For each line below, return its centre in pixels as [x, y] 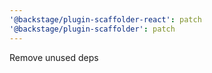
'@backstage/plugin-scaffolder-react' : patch [105, 19]
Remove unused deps [54, 57]
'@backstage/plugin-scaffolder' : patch [92, 29]
